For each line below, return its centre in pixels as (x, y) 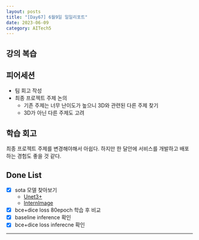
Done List (24, 175)
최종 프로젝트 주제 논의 (41, 98)
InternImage (38, 203)
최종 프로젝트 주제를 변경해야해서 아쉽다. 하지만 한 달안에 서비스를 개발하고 (92, 149)
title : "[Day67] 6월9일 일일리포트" (47, 17)
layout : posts (24, 12)
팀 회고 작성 (28, 91)
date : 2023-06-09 (28, 22)
